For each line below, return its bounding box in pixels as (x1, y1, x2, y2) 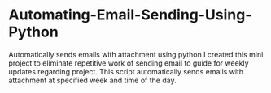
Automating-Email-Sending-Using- (8, 6, 252, 24)
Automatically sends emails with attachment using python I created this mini (8, 49, 264, 59)
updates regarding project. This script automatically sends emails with (8, 66, 244, 76)
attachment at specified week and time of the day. (8, 75, 177, 85)
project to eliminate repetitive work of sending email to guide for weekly (8, 58, 250, 68)
